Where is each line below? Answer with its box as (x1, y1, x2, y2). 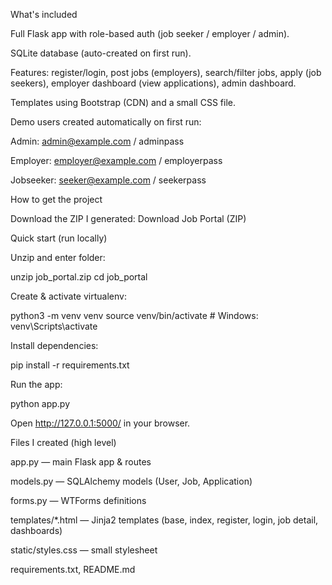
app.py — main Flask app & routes (10, 456, 152, 468)
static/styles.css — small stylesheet (10, 544, 158, 556)
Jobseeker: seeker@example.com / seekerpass (10, 174, 207, 186)
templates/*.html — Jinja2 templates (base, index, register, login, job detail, (10, 514, 319, 526)
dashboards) (10, 525, 63, 536)
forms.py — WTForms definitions (10, 495, 147, 506)
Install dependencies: (10, 340, 99, 351)
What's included (10, 9, 78, 20)
